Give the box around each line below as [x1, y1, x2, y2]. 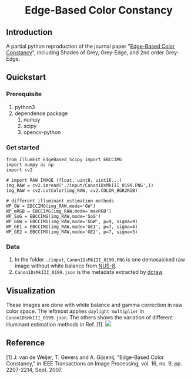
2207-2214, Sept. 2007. [6, 366, 63, 373]
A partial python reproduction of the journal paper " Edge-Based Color [6, 43, 175, 50]
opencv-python [23, 128, 61, 136]
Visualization [6, 286, 56, 296]
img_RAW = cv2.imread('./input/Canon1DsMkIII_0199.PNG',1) [6, 182, 154, 188]
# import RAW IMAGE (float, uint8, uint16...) [6, 177, 122, 183]
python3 [14, 103, 35, 110]
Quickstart [6, 72, 46, 83]
